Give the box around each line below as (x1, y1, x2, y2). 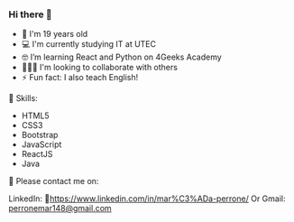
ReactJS (21, 149, 53, 160)
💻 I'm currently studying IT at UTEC (21, 39, 157, 50)
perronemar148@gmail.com (8, 203, 112, 214)
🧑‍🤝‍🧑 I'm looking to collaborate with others (21, 62, 178, 73)
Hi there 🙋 (8, 8, 53, 21)
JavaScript (21, 139, 62, 150)
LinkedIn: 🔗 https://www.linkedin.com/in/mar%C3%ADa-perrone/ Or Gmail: (8, 193, 286, 204)
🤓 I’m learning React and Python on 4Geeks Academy (21, 51, 222, 62)
